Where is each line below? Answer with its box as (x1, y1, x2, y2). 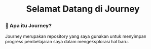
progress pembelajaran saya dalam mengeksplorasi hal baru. (5, 38, 129, 44)
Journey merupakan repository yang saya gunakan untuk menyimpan (5, 33, 147, 39)
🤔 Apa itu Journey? (5, 22, 52, 29)
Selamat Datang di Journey (26, 3, 140, 15)
